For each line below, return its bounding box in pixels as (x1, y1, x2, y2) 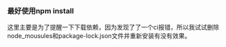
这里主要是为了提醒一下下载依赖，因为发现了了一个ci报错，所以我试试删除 (7, 23, 220, 32)
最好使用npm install (7, 6, 74, 15)
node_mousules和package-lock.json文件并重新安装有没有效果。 (7, 32, 191, 40)
